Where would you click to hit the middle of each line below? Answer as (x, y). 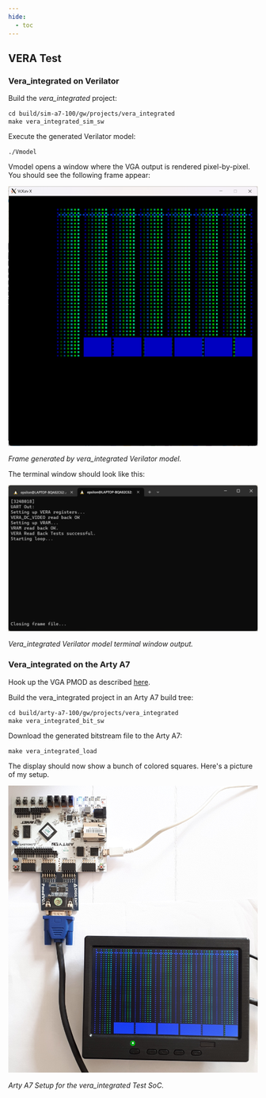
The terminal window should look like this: (76, 474)
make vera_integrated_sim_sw (56, 122)
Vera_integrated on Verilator (64, 81)
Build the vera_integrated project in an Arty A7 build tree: (101, 697)
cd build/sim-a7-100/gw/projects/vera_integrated (92, 114)
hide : (17, 17)
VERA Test (35, 58)
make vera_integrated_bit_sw (56, 721)
